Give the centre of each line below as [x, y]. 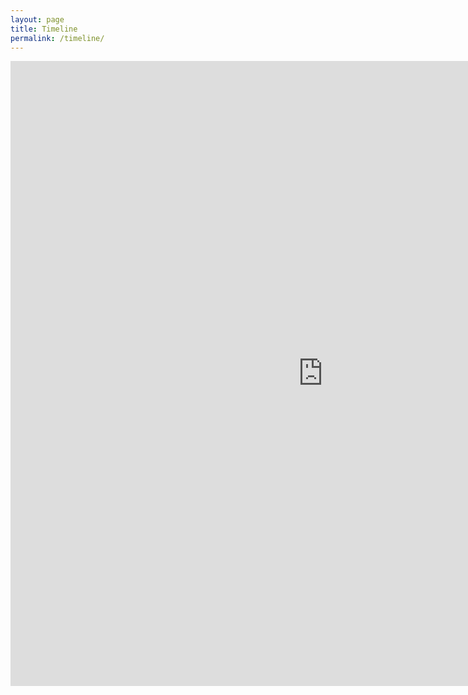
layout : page [37, 19]
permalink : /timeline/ [57, 38]
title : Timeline [44, 29]
